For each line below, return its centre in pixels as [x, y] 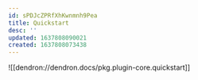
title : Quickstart [39, 23]
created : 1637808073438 [48, 45]
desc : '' [23, 30]
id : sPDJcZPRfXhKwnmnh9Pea [53, 15]
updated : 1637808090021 [48, 38]
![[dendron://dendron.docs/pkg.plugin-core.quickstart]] [99, 67]
